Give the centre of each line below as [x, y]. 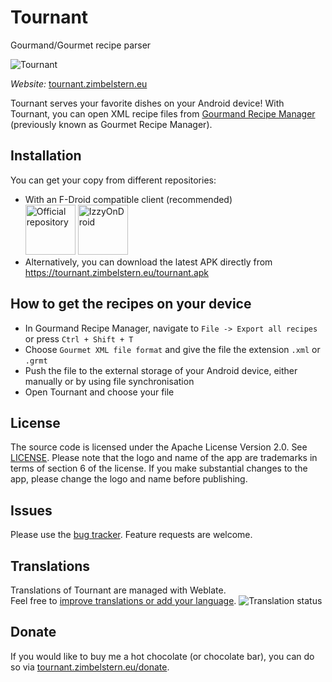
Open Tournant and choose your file [99, 392]
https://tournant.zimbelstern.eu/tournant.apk [116, 272]
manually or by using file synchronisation [109, 381]
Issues [31, 510]
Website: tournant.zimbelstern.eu [79, 83]
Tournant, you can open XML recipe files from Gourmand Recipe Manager [163, 113]
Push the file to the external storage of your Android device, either [161, 370]
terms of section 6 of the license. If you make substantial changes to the [159, 468]
